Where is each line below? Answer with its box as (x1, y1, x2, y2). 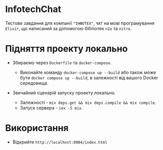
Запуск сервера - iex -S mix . (20, 104, 83, 111)
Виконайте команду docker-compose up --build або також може (20, 69, 156, 75)
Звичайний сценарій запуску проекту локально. (12, 89, 116, 96)
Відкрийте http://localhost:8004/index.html (12, 139, 108, 145)
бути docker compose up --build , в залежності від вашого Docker (20, 74, 158, 81)
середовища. (20, 80, 49, 86)
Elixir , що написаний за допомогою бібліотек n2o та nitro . (5, 25, 132, 31)
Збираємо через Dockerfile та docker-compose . (12, 59, 112, 66)
